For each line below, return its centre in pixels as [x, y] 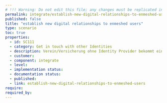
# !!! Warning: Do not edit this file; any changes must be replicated [81, 10]
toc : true [15, 33]
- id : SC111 [22, 42]
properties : [17, 38]
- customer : [22, 56]
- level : [19, 65]
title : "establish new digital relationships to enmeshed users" [74, 24]
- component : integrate [34, 60]
